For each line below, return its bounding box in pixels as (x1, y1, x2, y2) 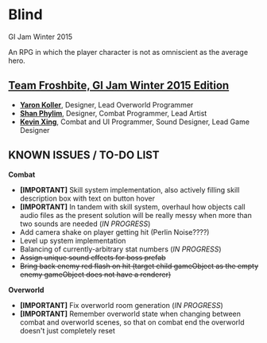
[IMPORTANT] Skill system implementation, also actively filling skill (19, 185, 240, 194)
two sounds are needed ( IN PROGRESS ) (19, 219, 151, 228)
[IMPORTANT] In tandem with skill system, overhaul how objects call (19, 201, 246, 212)
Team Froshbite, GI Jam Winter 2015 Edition (8, 79, 230, 92)
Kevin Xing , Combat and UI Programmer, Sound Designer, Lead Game (19, 117, 250, 127)
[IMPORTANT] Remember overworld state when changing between (19, 309, 241, 318)
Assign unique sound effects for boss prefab (19, 252, 166, 262)
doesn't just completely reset (19, 325, 115, 335)
